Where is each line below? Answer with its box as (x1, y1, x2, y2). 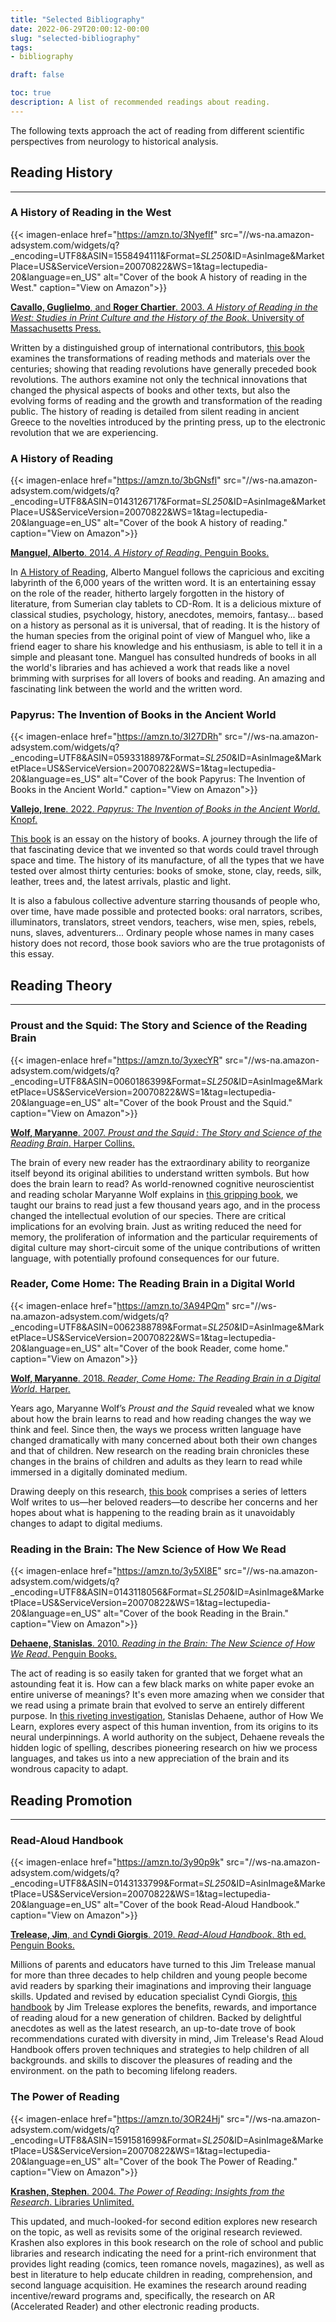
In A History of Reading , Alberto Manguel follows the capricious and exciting (10, 566, 325, 578)
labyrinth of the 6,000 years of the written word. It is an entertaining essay (10, 577, 317, 589)
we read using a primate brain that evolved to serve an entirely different (10, 1699, 305, 1711)
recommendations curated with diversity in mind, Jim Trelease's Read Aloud (10, 2033, 324, 2045)
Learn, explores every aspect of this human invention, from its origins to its (10, 1721, 319, 1733)
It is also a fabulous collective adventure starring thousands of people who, (10, 895, 321, 907)
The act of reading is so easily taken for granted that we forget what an (10, 1667, 303, 1680)
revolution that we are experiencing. (10, 426, 159, 438)
